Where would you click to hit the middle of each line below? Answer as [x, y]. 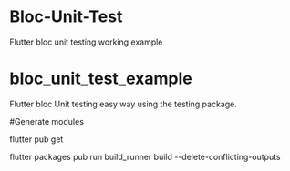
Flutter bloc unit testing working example [86, 42]
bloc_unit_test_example [101, 79]
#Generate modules [47, 121]
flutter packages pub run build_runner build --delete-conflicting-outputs [145, 156]
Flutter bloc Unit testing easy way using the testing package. [123, 104]
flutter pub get [36, 139]
